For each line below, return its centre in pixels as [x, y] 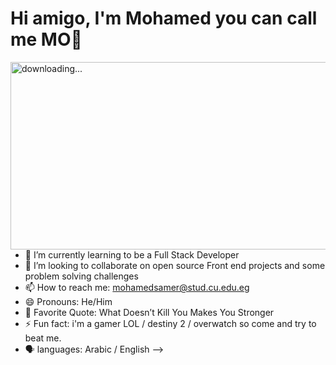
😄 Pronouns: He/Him [68, 301]
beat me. [43, 338]
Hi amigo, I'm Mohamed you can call [164, 18]
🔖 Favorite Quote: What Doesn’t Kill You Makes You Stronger [149, 312]
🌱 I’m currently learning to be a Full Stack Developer [132, 254]
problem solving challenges [81, 276]
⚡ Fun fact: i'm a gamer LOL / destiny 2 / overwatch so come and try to [170, 323]
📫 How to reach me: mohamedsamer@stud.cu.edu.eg [137, 287]
